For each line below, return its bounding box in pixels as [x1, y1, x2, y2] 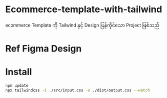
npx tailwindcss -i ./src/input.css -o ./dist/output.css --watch [5, 88, 150, 93]
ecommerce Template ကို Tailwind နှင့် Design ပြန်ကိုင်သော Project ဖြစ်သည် [5, 22, 160, 28]
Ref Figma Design [5, 43, 82, 55]
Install [5, 66, 32, 78]
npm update [5, 83, 29, 88]
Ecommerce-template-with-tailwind [5, 4, 162, 15]
